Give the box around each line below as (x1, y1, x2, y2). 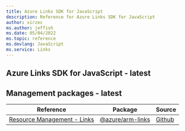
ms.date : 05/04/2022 (6, 30, 57, 36)
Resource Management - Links (9, 115, 95, 123)
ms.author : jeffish (6, 25, 54, 31)
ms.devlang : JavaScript (6, 42, 64, 47)
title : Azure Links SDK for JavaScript (6, 8, 103, 15)
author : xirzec (6, 19, 43, 25)
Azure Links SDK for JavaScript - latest (6, 68, 151, 78)
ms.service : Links (6, 47, 51, 53)
